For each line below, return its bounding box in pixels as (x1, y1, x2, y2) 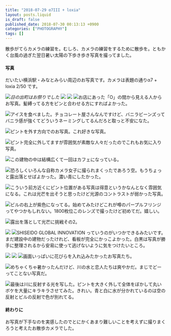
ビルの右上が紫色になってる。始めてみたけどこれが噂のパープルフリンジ (10, 202, 162, 208)
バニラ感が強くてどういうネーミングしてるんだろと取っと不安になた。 (5, 118, 152, 124)
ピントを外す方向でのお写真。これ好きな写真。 (10, 128, 108, 135)
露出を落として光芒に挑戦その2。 (10, 219, 80, 225)
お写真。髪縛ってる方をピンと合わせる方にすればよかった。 (5, 100, 130, 107)
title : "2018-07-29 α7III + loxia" (5, 7, 81, 13)
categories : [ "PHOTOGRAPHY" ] (5, 26, 67, 32)
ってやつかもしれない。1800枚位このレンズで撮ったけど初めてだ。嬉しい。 (5, 208, 162, 214)
